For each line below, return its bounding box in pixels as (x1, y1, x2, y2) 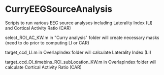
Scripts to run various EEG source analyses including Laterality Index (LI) (5, 20, 153, 26)
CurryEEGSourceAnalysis (5, 3, 112, 15)
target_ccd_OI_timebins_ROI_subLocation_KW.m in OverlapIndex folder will (5, 59, 157, 65)
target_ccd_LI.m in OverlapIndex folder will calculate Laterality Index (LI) (5, 49, 152, 55)
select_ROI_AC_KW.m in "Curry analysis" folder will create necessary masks (5, 35, 160, 40)
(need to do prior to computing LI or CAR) (5, 39, 90, 45)
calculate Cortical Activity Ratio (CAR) (5, 64, 82, 70)
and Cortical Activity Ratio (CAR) (5, 25, 71, 31)
